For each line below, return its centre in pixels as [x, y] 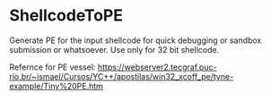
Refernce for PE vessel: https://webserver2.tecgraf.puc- [113, 67]
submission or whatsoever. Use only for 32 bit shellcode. [114, 49]
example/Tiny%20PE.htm [56, 86]
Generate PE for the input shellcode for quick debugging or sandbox [135, 40]
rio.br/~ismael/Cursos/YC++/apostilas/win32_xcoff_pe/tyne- [122, 76]
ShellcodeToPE [66, 16]
